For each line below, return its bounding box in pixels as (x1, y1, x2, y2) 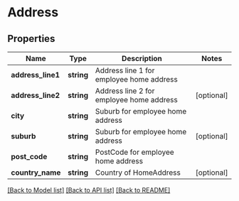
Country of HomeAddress (95, 168, 181, 178)
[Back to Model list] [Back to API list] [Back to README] (7, 186, 171, 194)
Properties (7, 33, 55, 45)
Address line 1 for (95, 65, 155, 75)
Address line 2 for (95, 86, 155, 96)
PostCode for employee (95, 147, 174, 157)
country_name (11, 168, 61, 178)
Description (122, 54, 162, 63)
